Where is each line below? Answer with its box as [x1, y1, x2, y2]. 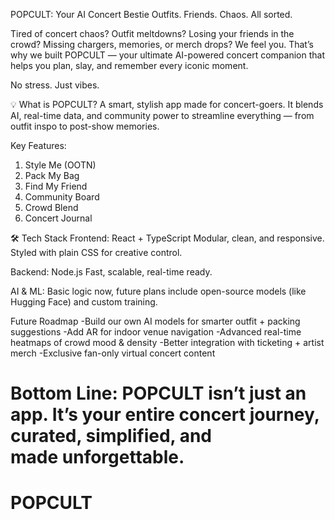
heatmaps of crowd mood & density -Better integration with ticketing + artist [10, 337, 325, 348]
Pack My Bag [24, 170, 80, 181]
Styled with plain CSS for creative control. [10, 247, 183, 258]
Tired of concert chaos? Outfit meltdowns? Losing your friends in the [10, 28, 295, 39]
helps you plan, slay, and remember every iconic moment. [10, 60, 249, 71]
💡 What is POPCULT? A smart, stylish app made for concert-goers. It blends [10, 99, 324, 110]
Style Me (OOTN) [24, 159, 97, 171]
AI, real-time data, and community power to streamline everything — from [10, 110, 315, 121]
